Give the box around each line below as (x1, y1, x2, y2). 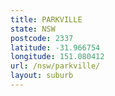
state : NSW (10, 24, 56, 34)
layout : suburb (10, 71, 74, 81)
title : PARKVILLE (10, 14, 83, 25)
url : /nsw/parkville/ (10, 61, 101, 71)
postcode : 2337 (10, 33, 74, 43)
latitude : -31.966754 (10, 42, 101, 53)
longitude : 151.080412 (10, 52, 105, 62)
